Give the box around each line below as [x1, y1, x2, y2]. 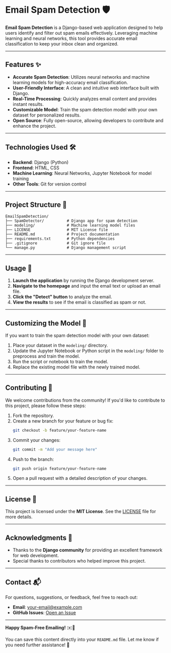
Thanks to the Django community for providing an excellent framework [12, 547, 163, 553]
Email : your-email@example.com [12, 604, 82, 610]
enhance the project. [12, 123, 56, 129]
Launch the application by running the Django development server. [12, 277, 155, 284]
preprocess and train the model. [12, 353, 80, 359]
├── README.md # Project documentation [5, 232, 120, 237]
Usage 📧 [5, 264, 32, 272]
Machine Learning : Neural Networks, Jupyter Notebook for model [12, 170, 152, 176]
